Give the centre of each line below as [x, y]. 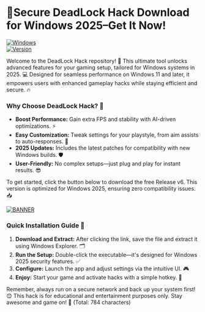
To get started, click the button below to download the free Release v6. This [102, 182]
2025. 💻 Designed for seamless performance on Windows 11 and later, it [98, 74]
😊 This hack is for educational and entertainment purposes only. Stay [94, 295]
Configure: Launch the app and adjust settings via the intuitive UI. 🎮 [102, 268]
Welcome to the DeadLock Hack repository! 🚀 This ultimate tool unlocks [97, 61]
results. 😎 [28, 170]
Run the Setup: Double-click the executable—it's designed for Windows [106, 254]
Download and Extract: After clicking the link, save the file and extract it [106, 239]
